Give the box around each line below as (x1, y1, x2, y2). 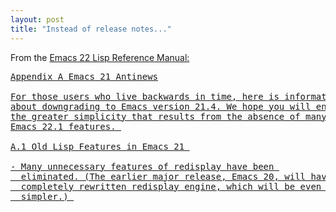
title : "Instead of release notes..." (10, 24, 172, 34)
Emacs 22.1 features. (10, 121, 117, 132)
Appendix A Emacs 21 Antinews (10, 71, 159, 82)
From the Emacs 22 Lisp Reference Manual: (10, 51, 190, 63)
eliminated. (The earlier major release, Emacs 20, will (20, 171, 307, 182)
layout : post (10, 14, 65, 25)
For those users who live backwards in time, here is (10, 91, 280, 102)
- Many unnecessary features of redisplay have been (10, 161, 275, 172)
